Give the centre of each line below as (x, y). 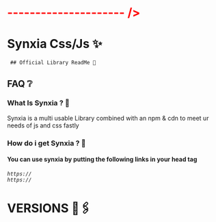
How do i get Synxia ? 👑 (47, 143)
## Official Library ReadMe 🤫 (53, 63)
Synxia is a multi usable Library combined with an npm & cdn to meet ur (108, 118)
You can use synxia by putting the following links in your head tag (102, 160)
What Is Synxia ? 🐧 (38, 103)
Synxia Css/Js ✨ (55, 44)
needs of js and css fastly (43, 125)
